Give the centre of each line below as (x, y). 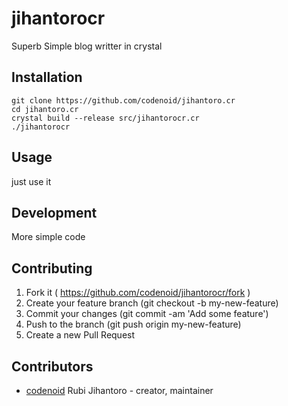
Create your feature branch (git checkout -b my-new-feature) (152, 303)
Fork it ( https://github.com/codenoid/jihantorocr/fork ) (138, 293)
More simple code (48, 237)
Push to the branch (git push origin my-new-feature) (133, 324)
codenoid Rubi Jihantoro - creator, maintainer (119, 390)
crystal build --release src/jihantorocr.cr (105, 118)
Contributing (52, 268)
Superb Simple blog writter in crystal (87, 46)
